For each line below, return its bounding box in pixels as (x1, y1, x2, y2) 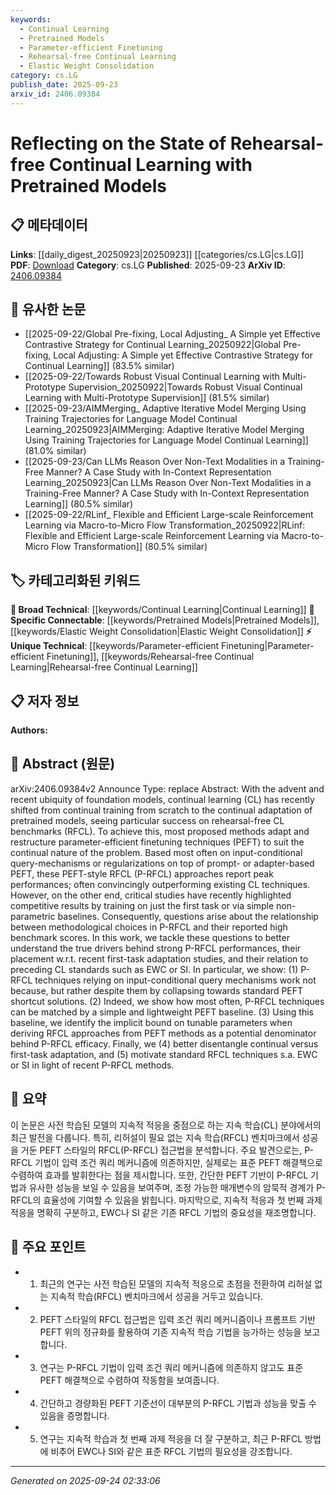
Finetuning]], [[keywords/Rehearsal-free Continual (46, 651, 255, 663)
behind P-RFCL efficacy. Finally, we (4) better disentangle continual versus (10, 1037, 319, 1050)
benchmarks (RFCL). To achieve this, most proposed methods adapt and (10, 825, 310, 837)
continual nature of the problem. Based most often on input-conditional (10, 846, 303, 858)
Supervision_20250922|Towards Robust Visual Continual (68, 381, 303, 393)
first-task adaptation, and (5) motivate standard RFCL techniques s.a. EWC (10, 1048, 318, 1060)
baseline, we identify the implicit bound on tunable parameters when (10, 1016, 293, 1028)
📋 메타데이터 (10, 217, 88, 234)
